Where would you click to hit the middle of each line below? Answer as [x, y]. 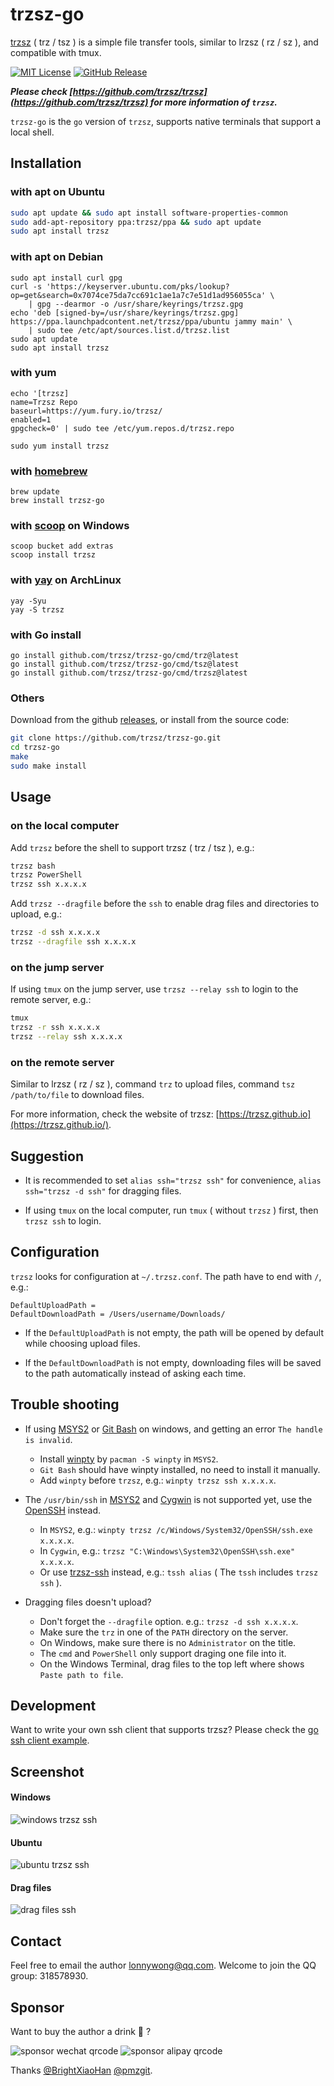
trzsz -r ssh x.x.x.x [55, 1028]
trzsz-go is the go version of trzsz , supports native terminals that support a [166, 121]
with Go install [46, 635]
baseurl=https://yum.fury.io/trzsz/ [86, 411]
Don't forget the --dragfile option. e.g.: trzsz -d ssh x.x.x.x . [169, 1621]
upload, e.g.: [36, 914]
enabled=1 [31, 419]
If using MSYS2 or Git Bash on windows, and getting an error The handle [173, 1429]
